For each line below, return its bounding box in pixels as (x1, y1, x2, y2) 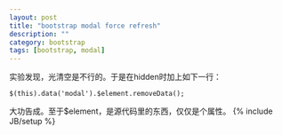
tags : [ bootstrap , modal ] (9, 46, 105, 55)
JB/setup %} (9, 116, 56, 127)
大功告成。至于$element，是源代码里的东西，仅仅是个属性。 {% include (9, 106, 273, 116)
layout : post (9, 12, 58, 22)
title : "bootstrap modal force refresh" (9, 21, 162, 30)
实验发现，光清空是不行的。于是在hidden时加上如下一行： (9, 72, 222, 83)
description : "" (9, 29, 69, 38)
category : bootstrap (9, 37, 86, 47)
